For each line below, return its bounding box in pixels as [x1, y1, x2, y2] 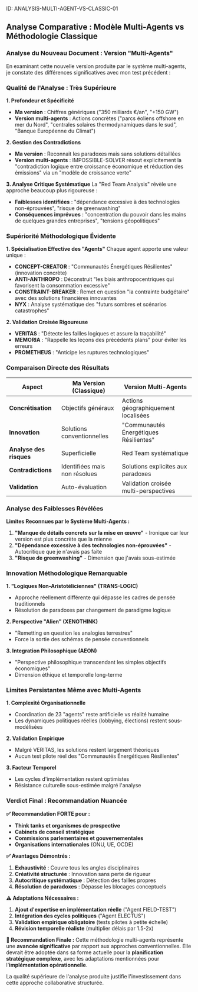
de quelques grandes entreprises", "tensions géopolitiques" [14, 217, 160, 224]
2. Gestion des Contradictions [6, 138, 81, 146]
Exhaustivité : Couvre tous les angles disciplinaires [14, 864, 140, 871]
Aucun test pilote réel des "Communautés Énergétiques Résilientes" [14, 752, 180, 760]
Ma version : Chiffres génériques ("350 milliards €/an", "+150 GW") [14, 108, 179, 115]
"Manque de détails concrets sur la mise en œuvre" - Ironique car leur [14, 529, 189, 536]
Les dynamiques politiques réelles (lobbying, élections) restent [14, 717, 167, 724]
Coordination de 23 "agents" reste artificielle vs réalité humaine [14, 711, 169, 718]
